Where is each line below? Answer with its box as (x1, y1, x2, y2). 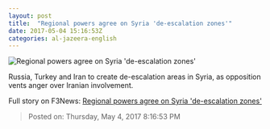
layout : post (8, 11, 52, 20)
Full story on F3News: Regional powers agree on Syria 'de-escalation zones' (8, 96, 262, 106)
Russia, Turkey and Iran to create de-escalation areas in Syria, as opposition (8, 72, 261, 81)
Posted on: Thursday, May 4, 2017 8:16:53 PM (27, 112, 181, 122)
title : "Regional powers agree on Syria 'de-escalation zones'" (8, 19, 232, 27)
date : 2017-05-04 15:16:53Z (8, 27, 103, 35)
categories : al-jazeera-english (8, 34, 117, 43)
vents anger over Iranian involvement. (8, 81, 134, 90)
